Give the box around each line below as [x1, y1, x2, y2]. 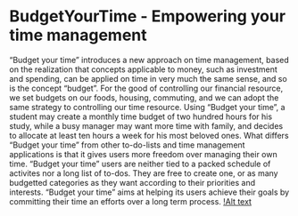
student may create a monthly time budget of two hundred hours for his [9, 111, 273, 122]
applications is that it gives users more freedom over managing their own [9, 148, 278, 159]
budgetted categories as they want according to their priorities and [9, 177, 256, 188]
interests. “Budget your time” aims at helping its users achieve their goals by [9, 187, 290, 197]
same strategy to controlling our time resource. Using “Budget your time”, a [9, 101, 286, 112]
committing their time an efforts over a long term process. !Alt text [9, 196, 252, 206]
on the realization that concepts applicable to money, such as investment [9, 64, 278, 75]
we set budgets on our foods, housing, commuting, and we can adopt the [9, 92, 279, 103]
